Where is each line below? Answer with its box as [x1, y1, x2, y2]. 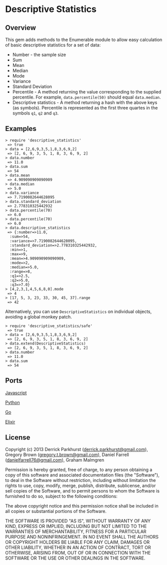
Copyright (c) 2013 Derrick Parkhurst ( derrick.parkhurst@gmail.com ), [5, 446, 148, 452]
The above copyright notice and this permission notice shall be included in [5, 503, 158, 509]
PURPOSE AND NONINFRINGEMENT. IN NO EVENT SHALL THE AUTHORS [5, 534, 159, 540]
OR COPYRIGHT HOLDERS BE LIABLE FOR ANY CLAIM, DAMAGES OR [5, 539, 150, 545]
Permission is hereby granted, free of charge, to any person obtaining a [5, 466, 152, 473]
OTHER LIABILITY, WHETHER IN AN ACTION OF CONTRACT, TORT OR [5, 544, 151, 550]
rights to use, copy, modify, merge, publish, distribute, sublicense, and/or [5, 482, 156, 488]
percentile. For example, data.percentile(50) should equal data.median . [12, 94, 161, 100]
